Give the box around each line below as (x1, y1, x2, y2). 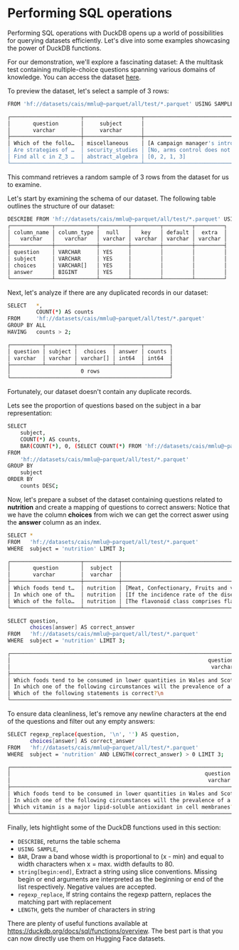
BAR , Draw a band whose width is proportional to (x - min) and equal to (17, 852, 224, 861)
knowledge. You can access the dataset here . (7, 73, 142, 81)
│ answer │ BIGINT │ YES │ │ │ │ (7, 268, 228, 276)
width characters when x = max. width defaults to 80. (17, 859, 174, 868)
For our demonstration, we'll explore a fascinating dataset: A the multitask (7, 57, 224, 66)
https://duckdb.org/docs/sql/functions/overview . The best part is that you (7, 926, 223, 935)
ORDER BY (7, 476, 33, 483)
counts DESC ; (20, 482, 59, 490)
